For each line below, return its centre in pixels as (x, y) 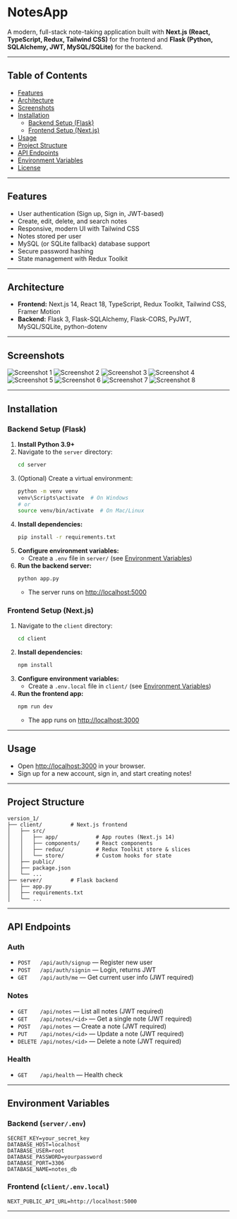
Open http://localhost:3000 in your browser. (81, 766)
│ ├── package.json (39, 868)
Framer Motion (39, 312)
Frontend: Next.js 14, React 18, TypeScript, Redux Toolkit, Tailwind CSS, (122, 304)
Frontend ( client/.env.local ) (58, 1187)
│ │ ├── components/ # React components (80, 843)
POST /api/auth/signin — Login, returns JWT (87, 970)
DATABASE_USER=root (36, 1151)
